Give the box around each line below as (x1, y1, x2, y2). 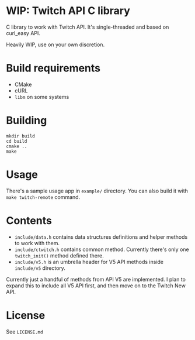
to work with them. (14, 239, 60, 246)
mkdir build (6, 133, 35, 139)
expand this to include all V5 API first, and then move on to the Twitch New (6, 282, 186, 289)
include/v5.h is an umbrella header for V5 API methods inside (14, 258, 164, 265)
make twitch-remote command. (6, 193, 81, 200)
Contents (6, 214, 53, 227)
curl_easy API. (6, 29, 41, 36)
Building (6, 114, 47, 127)
